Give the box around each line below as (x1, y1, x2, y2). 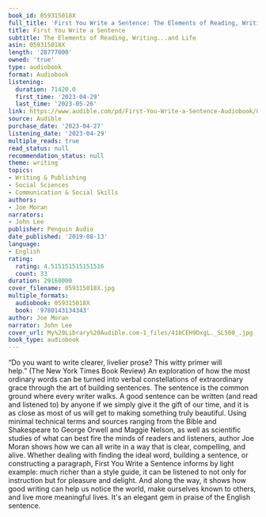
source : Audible (8, 115, 62, 123)
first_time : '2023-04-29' (15, 93, 101, 101)
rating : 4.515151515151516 (15, 262, 104, 270)
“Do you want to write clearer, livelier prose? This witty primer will (8, 358, 222, 367)
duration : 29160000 (8, 277, 73, 285)
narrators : (8, 211, 44, 219)
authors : (8, 196, 37, 204)
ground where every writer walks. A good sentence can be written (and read (8, 392, 258, 401)
